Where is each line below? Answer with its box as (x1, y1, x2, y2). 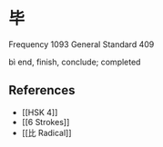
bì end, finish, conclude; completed (8, 56, 141, 67)
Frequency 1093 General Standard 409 (8, 38, 155, 50)
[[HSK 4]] (21, 106, 58, 118)
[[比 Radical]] (21, 127, 72, 138)
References (8, 83, 76, 98)
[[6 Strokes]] (21, 116, 70, 127)
